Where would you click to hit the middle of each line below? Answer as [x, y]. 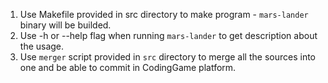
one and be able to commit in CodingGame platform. [128, 67]
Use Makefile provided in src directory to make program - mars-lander [164, 14]
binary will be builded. [65, 25]
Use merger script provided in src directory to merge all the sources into [167, 57]
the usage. [42, 46]
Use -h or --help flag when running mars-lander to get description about [168, 35]
